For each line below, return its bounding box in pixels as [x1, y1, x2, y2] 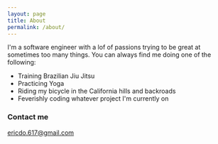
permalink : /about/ [7, 23, 65, 31]
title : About [7, 17, 46, 24]
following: [7, 58, 36, 67]
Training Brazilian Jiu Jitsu [17, 72, 95, 80]
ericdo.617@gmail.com [7, 128, 75, 137]
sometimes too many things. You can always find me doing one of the [7, 50, 212, 59]
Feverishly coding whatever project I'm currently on [17, 94, 169, 103]
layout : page [7, 10, 46, 18]
